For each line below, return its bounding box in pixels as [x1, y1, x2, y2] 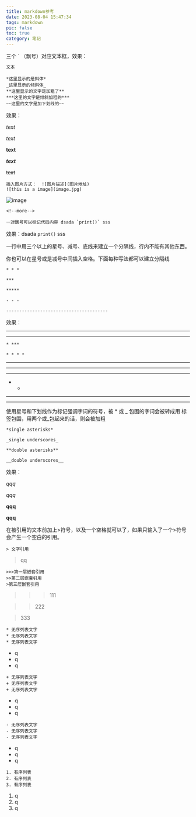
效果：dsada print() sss [6, 230, 66, 237]
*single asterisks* [6, 427, 54, 432]
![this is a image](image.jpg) [6, 186, 82, 192]
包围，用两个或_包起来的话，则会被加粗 [10, 415, 106, 422]
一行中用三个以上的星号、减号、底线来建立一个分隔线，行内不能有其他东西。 [6, 242, 190, 249]
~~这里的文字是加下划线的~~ [6, 101, 65, 107]
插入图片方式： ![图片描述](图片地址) [6, 181, 90, 187]
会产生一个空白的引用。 [6, 533, 62, 540]
